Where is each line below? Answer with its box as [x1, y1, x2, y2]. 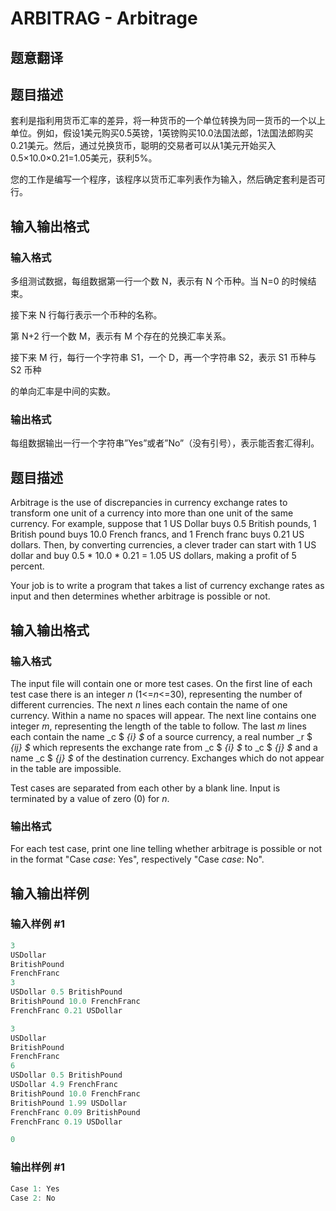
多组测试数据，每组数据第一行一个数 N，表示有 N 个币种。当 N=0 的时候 [10, 275, 308, 287]
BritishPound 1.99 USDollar [10, 1098, 128, 1108]
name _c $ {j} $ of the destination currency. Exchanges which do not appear [10, 752, 325, 764]
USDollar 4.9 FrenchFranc [10, 1080, 118, 1090]
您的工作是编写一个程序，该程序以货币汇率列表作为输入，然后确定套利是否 [10, 173, 317, 186]
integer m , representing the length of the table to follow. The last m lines [10, 720, 307, 732]
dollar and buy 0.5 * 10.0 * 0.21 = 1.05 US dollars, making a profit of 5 [10, 550, 297, 562]
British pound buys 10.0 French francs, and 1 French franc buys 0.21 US [10, 528, 305, 541]
